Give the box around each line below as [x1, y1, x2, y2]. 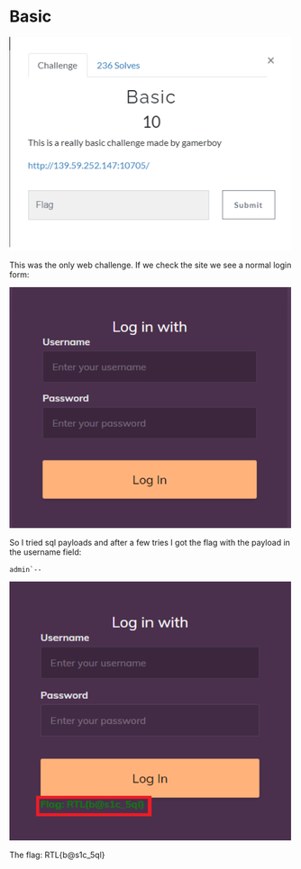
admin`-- [9, 565, 42, 574]
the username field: [9, 547, 82, 557]
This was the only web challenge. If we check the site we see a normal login [9, 259, 292, 270]
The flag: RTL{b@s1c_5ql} [9, 849, 105, 861]
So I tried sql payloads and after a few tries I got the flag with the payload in [9, 537, 291, 548]
